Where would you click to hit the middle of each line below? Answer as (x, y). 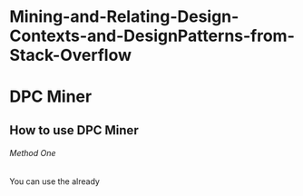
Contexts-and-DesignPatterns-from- (152, 36)
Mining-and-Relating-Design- (124, 17)
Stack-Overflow (70, 55)
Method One (33, 153)
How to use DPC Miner (74, 130)
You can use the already (54, 181)
